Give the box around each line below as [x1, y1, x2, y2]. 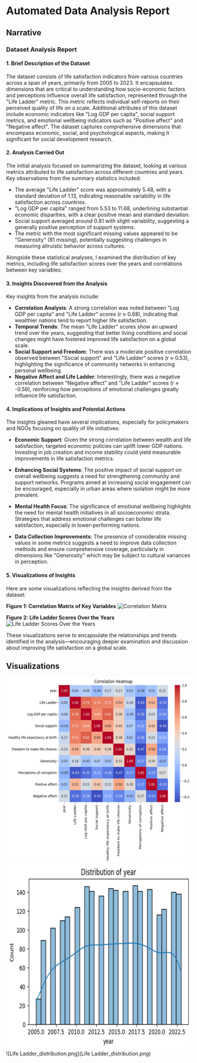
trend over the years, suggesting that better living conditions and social [14, 329, 188, 336]
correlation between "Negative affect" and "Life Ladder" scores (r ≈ [14, 379, 179, 387]
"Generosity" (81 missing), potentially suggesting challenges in [14, 236, 167, 243]
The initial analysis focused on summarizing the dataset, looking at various [6, 162, 187, 169]
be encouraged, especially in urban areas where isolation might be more [14, 485, 191, 493]
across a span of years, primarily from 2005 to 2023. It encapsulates [6, 79, 173, 86]
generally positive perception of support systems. [14, 223, 135, 230]
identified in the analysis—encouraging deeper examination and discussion [6, 638, 188, 645]
